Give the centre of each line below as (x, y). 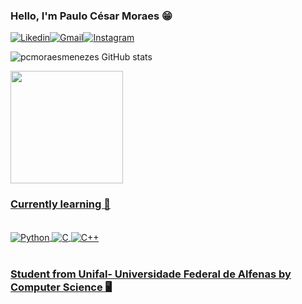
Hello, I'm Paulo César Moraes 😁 (91, 16)
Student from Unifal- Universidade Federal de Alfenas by (151, 274)
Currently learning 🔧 (60, 204)
